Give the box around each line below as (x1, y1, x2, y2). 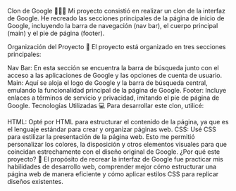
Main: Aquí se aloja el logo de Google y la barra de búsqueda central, (7, 79, 208, 87)
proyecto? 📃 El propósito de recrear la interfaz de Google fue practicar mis (7, 155, 223, 163)
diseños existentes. (7, 178, 63, 185)
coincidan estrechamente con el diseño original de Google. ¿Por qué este (7, 147, 221, 156)
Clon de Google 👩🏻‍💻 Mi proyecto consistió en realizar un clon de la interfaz (7, 7, 225, 15)
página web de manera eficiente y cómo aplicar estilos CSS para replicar (7, 170, 219, 178)
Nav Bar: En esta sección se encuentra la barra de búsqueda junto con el (7, 64, 220, 72)
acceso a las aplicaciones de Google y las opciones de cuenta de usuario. (7, 71, 223, 79)
